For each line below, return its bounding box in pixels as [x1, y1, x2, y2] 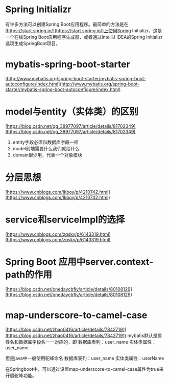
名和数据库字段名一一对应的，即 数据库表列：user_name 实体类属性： [9, 339, 157, 345]
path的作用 [5, 268, 52, 280]
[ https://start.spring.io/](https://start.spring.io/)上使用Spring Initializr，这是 [5, 27, 162, 34]
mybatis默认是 [127, 332, 158, 339]
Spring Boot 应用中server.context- [5, 256, 154, 267]
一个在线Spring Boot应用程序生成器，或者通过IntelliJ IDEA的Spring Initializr [5, 34, 163, 40]
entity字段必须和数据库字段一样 [12, 139, 79, 145]
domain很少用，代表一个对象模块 [12, 152, 83, 158]
